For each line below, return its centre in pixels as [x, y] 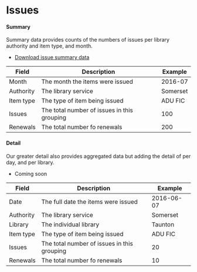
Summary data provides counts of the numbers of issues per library [88, 40]
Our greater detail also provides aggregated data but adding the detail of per [98, 156]
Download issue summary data [52, 57]
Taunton [163, 225]
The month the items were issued [87, 81]
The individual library [70, 225]
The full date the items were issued [89, 202]
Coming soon [31, 174]
